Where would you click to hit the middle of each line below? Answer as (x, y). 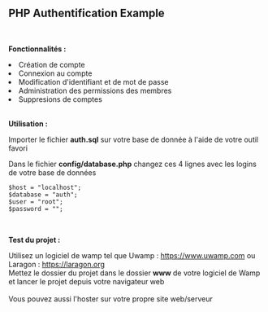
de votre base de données (52, 172)
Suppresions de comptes (61, 99)
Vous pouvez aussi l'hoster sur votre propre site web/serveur (111, 299)
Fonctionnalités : (37, 49)
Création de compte (52, 64)
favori (18, 148)
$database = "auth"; (43, 195)
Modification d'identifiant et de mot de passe (94, 81)
